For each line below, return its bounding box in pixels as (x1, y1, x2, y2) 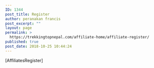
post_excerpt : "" (5, 21, 41, 26)
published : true (5, 39, 39, 44)
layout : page (5, 26, 32, 31)
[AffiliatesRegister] (5, 57, 43, 63)
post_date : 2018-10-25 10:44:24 (5, 44, 72, 49)
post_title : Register (5, 12, 50, 17)
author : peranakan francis (5, 16, 61, 21)
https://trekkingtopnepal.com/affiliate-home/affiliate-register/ (9, 35, 150, 40)
